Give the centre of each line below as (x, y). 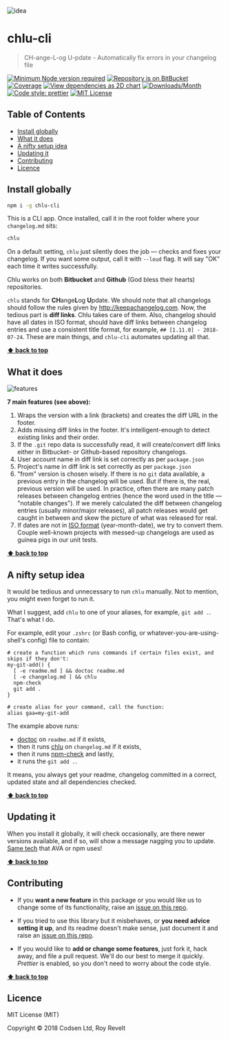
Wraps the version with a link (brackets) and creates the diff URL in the (117, 415)
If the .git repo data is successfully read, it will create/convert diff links (118, 445)
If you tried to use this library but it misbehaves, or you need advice (113, 920)
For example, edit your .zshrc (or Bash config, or (76, 633)
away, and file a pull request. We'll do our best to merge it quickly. (111, 956)
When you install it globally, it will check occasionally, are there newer (106, 834)
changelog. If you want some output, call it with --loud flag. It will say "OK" (114, 259)
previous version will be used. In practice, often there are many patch (115, 489)
